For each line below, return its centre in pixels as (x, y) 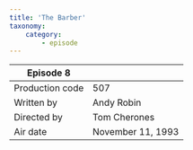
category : (44, 34)
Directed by (38, 118)
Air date (31, 132)
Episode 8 (48, 73)
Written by (36, 102)
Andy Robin (117, 102)
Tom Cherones (124, 118)
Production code (49, 88)
